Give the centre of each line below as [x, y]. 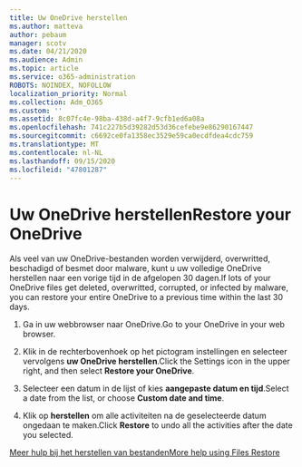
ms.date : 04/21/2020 [49, 52]
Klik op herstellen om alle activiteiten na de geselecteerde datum [144, 416]
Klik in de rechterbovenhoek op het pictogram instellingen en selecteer [155, 352]
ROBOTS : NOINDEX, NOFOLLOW [60, 85]
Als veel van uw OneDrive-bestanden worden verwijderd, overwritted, [140, 258]
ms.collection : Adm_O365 [56, 102]
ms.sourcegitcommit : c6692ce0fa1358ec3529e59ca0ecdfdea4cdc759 [132, 136]
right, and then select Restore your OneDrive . [108, 371]
